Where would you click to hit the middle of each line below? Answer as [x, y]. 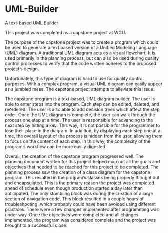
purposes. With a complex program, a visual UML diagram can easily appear [84, 84]
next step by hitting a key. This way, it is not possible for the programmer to [83, 125]
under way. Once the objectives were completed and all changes [72, 214]
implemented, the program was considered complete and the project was [81, 220]
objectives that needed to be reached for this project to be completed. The [82, 167]
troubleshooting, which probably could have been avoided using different [81, 204]
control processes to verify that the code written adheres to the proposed [81, 63]
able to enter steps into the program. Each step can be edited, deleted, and [82, 104]
